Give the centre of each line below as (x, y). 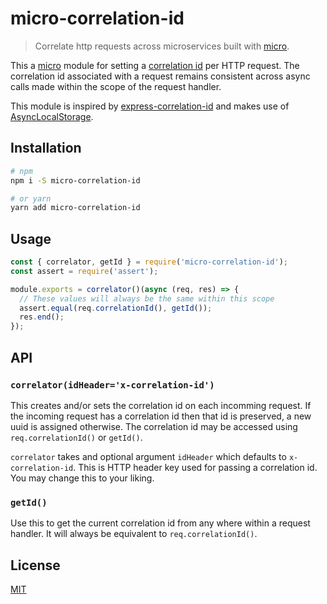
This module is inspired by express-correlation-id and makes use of (150, 106)
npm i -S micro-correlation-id (75, 180)
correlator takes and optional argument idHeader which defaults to (148, 456)
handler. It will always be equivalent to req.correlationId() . (134, 534)
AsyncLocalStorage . (52, 116)
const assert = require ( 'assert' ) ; (84, 271)
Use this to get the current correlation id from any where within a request (160, 523)
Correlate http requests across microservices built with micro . (162, 46)
